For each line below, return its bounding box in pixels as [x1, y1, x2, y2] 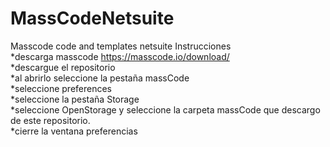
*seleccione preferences [10, 82, 112, 94]
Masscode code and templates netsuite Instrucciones [10, 40, 232, 52]
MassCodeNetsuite [10, 7, 175, 30]
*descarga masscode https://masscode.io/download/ [10, 50, 230, 62]
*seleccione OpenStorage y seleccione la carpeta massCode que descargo [10, 103, 321, 116]
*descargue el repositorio [10, 61, 116, 73]
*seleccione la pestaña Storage [10, 93, 140, 105]
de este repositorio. [10, 114, 91, 126]
